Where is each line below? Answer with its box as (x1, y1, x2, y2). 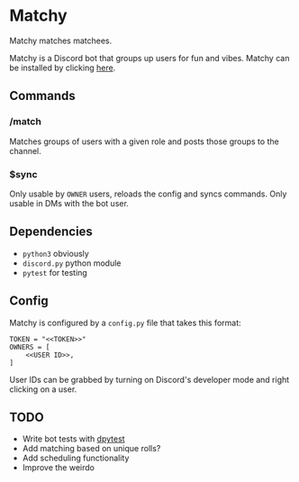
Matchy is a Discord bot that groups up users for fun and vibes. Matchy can (9, 52, 290, 63)
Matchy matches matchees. (9, 35, 113, 46)
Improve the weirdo (22, 462, 95, 473)
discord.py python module (22, 258, 122, 268)
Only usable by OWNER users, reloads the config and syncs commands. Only (9, 188, 287, 199)
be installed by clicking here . (9, 62, 116, 73)
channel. (9, 145, 42, 156)
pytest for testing (22, 267, 87, 277)
